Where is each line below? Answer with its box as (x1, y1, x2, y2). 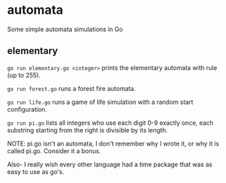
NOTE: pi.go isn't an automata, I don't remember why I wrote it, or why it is (7, 139, 220, 148)
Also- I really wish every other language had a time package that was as (7, 160, 213, 168)
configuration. (7, 105, 47, 113)
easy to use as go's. (7, 167, 64, 175)
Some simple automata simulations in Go (7, 25, 123, 33)
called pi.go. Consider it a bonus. (7, 146, 102, 155)
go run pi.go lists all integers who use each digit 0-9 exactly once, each (7, 119, 214, 127)
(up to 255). (7, 71, 41, 79)
